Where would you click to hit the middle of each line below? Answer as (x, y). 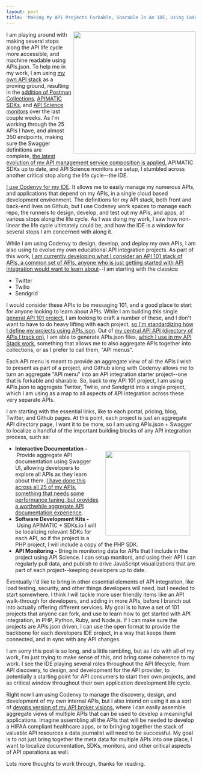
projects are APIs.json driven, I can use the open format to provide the (93, 626)
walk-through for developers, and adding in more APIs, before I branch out (99, 601)
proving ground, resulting (38, 85)
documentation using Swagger (53, 461)
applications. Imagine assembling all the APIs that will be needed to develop (100, 720)
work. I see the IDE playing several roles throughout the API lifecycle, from (98, 664)
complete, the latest (31, 156)
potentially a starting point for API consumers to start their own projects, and (101, 676)
